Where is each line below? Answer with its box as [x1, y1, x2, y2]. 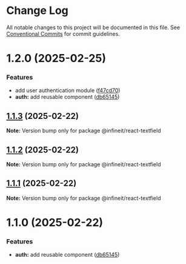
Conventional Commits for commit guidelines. [6, 30, 120, 37]
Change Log [6, 4, 68, 18]
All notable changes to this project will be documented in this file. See [6, 24, 181, 31]
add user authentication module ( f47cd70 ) [15, 87, 121, 94]
